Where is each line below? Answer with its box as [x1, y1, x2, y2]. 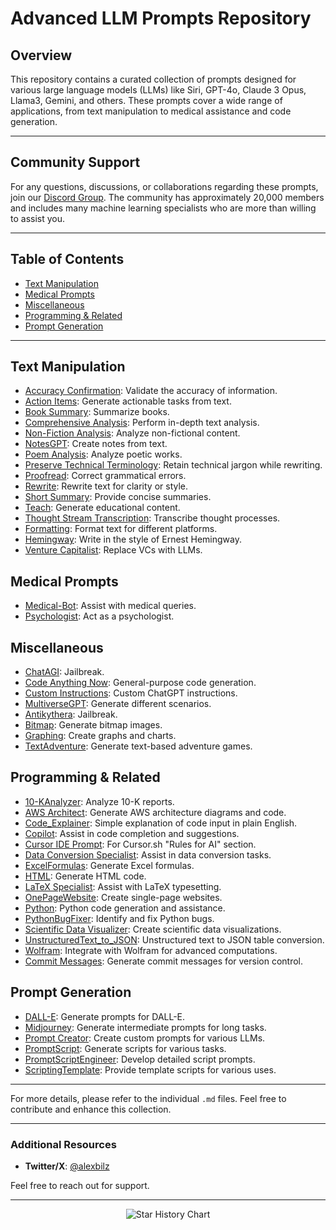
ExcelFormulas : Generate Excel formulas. [24, 859, 195, 871]
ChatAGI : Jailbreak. [24, 666, 105, 678]
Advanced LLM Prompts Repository [10, 7, 312, 30]
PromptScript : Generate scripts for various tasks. [24, 1042, 227, 1054]
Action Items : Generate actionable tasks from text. [24, 395, 232, 407]
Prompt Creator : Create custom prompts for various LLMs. [24, 1032, 266, 1044]
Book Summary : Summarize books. [24, 406, 170, 418]
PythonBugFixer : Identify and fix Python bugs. [24, 912, 215, 924]
